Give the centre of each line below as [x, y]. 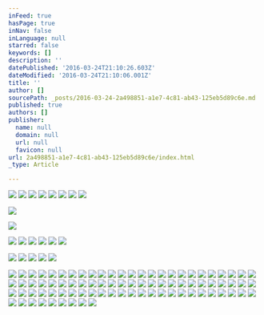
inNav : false [30, 30]
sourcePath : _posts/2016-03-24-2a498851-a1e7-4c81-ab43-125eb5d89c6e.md [132, 98]
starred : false [34, 46]
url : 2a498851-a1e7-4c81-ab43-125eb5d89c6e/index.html [102, 157]
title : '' [25, 83]
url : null [32, 142]
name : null [34, 127]
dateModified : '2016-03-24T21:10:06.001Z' [80, 75]
